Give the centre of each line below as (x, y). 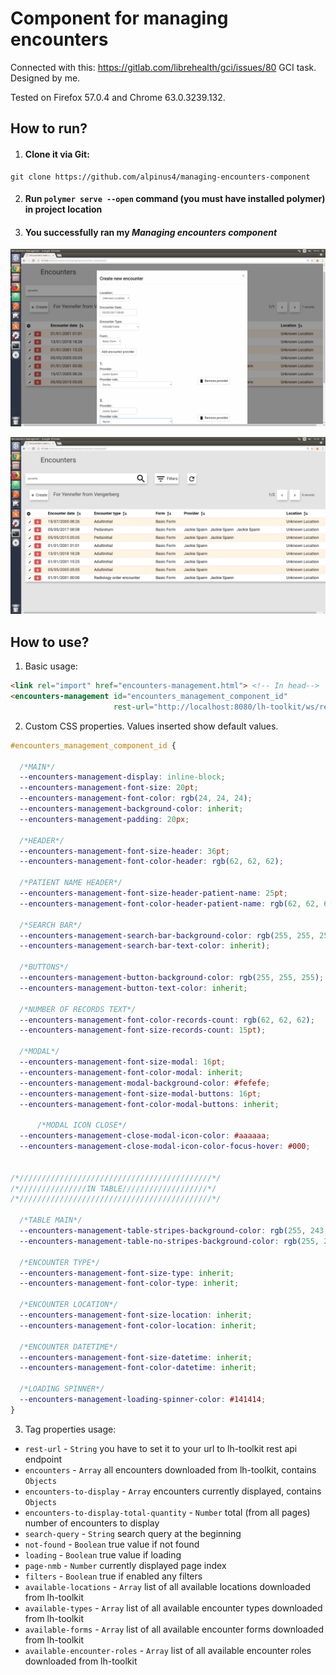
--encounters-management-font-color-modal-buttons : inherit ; (149, 1104)
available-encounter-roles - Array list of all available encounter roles (168, 1650)
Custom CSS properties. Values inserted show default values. (151, 726)
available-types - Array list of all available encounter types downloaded (173, 1608)
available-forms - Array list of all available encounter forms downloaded (174, 1629)
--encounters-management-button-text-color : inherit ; (133, 988)
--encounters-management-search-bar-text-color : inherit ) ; (145, 946)
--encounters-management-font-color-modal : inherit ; (131, 1072)
